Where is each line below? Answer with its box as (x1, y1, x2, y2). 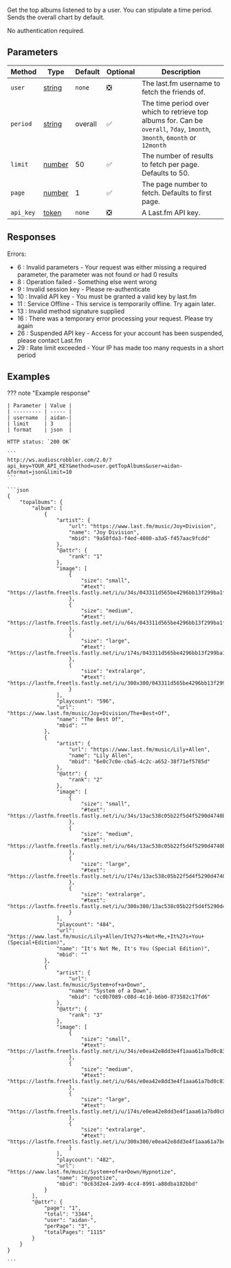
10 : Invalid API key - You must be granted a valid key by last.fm (16, 292, 197, 301)
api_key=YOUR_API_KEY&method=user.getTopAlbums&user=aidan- (7, 463, 184, 470)
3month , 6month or (142, 132, 197, 142)
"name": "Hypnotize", (56, 1175, 118, 1182)
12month (142, 141, 167, 149)
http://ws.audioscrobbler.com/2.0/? (7, 456, 112, 464)
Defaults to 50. (142, 168, 190, 178)
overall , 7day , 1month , (142, 124, 211, 134)
